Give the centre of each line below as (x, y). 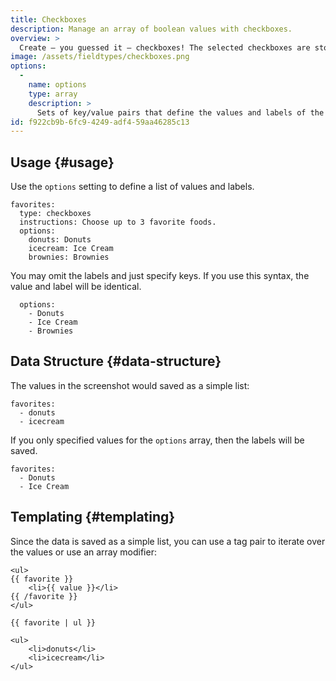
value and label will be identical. (76, 287)
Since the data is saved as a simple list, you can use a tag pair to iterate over (168, 541)
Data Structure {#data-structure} (116, 361)
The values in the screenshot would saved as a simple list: (130, 385)
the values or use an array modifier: (83, 552)
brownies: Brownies (69, 257)
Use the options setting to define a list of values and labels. (132, 187)
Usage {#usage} (62, 162)
